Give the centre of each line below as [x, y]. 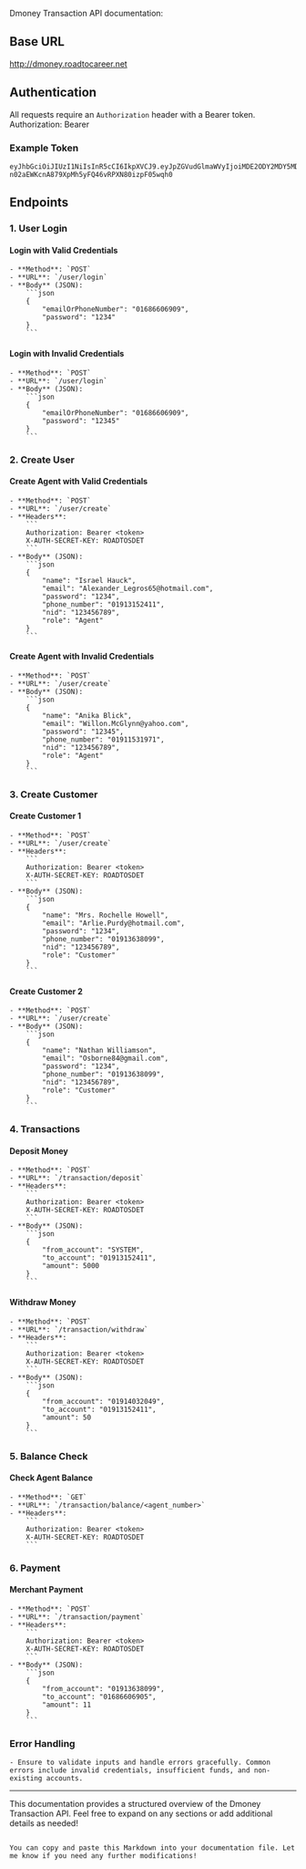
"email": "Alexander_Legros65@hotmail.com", [128, 588]
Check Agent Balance [51, 1478]
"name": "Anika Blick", [87, 715]
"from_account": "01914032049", [104, 1401]
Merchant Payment [46, 1590]
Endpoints [39, 203]
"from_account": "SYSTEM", [93, 1250]
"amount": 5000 [71, 1266]
